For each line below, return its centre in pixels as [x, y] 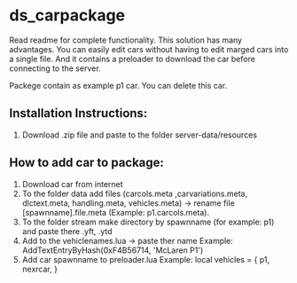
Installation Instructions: [78, 113]
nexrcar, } [39, 269]
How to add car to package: [86, 163]
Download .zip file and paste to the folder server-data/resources [139, 135]
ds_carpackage [67, 16]
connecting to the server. [55, 68]
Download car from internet [72, 184]
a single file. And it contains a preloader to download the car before [132, 59]
